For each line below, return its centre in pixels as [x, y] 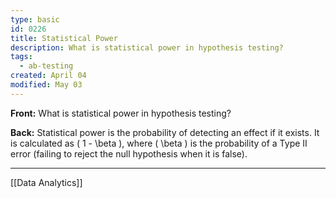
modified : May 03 [46, 85]
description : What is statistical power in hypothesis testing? [147, 47]
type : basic [35, 19]
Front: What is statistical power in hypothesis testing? [121, 113]
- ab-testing [46, 66]
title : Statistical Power [64, 38]
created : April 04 [48, 76]
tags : [21, 57]
